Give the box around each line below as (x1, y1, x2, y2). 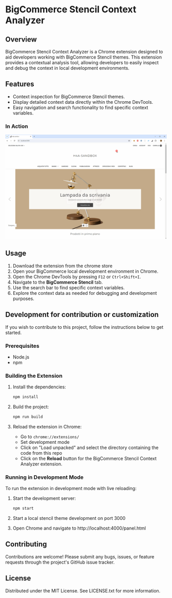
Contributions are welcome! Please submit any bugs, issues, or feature (5, 553, 155, 559)
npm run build (12, 415, 43, 420)
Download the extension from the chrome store (12, 263, 113, 269)
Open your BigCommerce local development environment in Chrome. (12, 268, 159, 274)
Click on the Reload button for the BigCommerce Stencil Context (20, 455, 157, 461)
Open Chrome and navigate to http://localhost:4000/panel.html (12, 525, 146, 531)
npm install (12, 395, 38, 400)
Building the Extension (5, 372, 63, 379)
